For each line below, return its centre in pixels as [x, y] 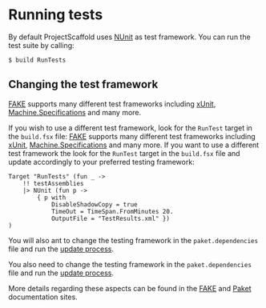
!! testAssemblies [53, 183]
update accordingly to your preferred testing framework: [101, 162]
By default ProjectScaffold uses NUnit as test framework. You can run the [129, 37]
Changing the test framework [83, 84]
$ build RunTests [37, 60]
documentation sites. [43, 297]
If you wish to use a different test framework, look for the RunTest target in [130, 128]
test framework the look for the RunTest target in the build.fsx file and [124, 153]
